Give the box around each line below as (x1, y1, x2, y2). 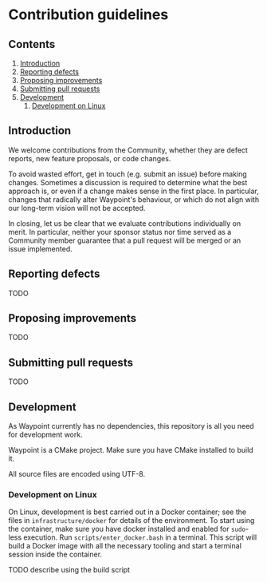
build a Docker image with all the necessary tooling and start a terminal (8, 541, 241, 551)
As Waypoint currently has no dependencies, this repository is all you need (8, 422, 254, 431)
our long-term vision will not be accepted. (8, 203, 146, 212)
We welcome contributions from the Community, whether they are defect (8, 145, 249, 155)
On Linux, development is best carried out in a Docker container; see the (8, 507, 247, 517)
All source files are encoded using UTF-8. (8, 469, 146, 479)
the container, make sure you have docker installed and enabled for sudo (8, 525, 245, 534)
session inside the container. (8, 549, 102, 560)
